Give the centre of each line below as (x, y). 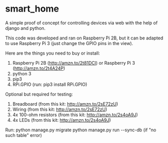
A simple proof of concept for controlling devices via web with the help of (81, 23)
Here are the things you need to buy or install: (53, 53)
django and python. (25, 28)
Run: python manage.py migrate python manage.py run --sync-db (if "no (81, 130)
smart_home (32, 9)
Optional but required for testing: (39, 94)
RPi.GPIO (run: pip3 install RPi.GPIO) (50, 84)
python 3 (22, 73)
